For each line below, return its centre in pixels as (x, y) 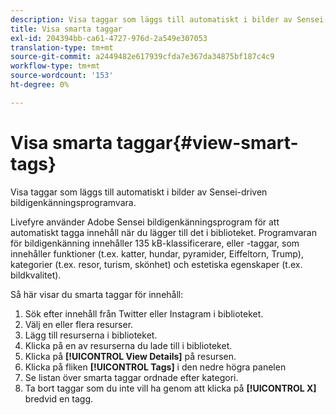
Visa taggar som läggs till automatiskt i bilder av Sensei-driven (139, 192)
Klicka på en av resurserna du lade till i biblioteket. (128, 345)
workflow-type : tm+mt (55, 66)
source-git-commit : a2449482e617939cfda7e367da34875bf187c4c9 (142, 57)
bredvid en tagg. (59, 398)
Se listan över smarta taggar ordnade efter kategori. (131, 377)
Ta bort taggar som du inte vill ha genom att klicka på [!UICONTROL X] (170, 388)
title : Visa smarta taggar (66, 29)
